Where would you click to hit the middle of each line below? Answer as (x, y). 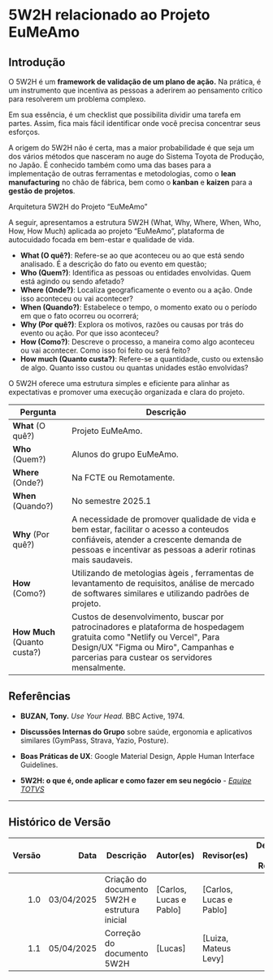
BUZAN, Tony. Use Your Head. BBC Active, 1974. (102, 716)
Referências (40, 696)
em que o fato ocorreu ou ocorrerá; (80, 316)
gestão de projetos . (42, 191)
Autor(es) (175, 855)
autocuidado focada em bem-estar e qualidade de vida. (102, 240)
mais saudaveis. (102, 560)
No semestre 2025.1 (112, 501)
